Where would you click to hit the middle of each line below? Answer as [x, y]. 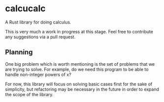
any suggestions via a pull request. [40, 37]
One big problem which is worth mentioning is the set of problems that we [80, 64]
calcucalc [25, 9]
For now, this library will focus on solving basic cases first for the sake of [79, 84]
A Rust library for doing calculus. [38, 22]
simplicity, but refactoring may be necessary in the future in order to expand [82, 89]
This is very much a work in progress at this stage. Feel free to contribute [79, 31]
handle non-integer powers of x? [38, 75]
